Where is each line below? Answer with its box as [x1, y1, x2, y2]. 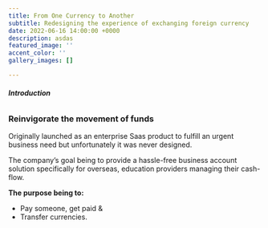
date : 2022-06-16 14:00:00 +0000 [8, 26, 120, 35]
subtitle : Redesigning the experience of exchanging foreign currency [8, 19, 250, 27]
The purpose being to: [8, 188, 84, 197]
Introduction [8, 88, 51, 98]
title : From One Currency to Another [8, 11, 135, 20]
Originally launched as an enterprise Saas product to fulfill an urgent [8, 132, 234, 141]
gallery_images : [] [8, 57, 74, 65]
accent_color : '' [8, 49, 67, 57]
